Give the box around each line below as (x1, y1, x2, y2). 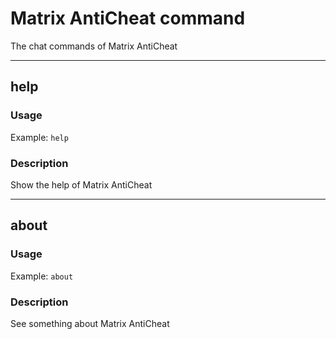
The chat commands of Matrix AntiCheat (10, 40, 178, 52)
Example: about (10, 270, 74, 282)
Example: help (10, 131, 69, 143)
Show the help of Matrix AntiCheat (10, 178, 153, 191)
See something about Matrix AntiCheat (10, 317, 170, 329)
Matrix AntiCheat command (10, 7, 246, 30)
